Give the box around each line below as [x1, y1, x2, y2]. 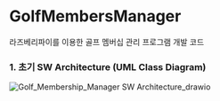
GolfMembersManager [9, 6, 182, 27]
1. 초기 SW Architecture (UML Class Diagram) [9, 60, 207, 73]
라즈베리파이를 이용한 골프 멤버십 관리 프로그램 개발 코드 [9, 36, 205, 47]
